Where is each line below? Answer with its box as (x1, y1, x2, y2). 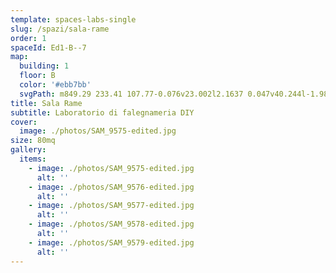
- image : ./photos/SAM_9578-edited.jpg (28, 219, 195, 230)
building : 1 (19, 61, 70, 71)
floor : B (19, 71, 56, 81)
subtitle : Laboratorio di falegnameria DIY (10, 107, 195, 118)
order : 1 (10, 33, 47, 43)
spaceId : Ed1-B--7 (10, 42, 87, 53)
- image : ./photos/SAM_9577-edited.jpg (28, 201, 195, 211)
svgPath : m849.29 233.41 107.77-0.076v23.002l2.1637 (19, 89, 244, 99)
